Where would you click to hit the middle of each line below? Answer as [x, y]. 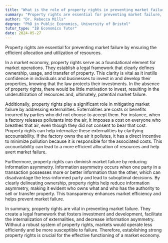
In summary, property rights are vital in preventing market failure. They [78, 209]
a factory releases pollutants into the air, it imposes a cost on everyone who [83, 120]
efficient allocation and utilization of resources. [53, 53]
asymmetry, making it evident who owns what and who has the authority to [82, 188]
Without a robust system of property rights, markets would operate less [79, 224]
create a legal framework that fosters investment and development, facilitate [84, 214]
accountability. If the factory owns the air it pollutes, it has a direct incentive [83, 136]
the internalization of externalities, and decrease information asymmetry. [80, 219]
